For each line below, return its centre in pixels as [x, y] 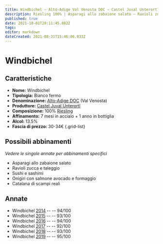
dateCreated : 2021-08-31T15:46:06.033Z [45, 37]
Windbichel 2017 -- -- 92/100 [41, 226]
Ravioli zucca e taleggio [36, 168]
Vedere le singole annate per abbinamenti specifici [56, 153]
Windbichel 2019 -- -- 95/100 [41, 236]
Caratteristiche [28, 78]
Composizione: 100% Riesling [42, 111]
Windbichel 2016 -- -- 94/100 [41, 221]
